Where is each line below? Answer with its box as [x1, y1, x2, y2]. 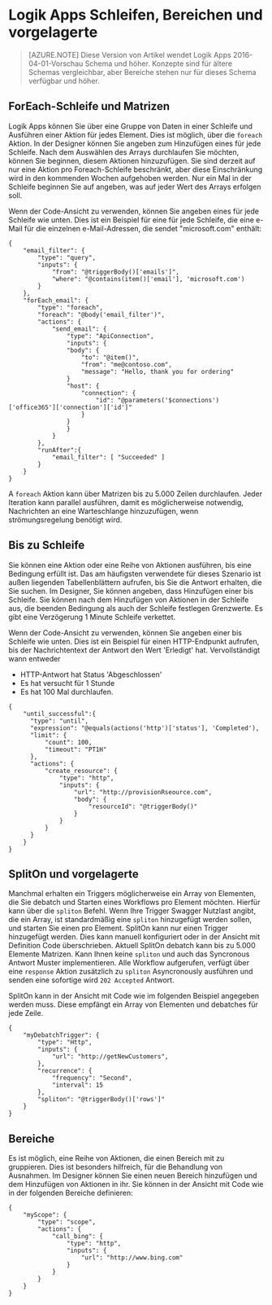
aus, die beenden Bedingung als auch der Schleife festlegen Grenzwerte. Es [8, 603, 264, 613]
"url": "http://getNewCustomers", [51, 1052, 169, 1061]
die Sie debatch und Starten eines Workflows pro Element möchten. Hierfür [8, 898, 261, 907]
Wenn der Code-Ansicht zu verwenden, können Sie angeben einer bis [8, 627, 242, 637]
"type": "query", [37, 253, 96, 261]
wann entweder [8, 653, 61, 663]
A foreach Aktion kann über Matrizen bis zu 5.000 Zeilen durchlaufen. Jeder [8, 489, 263, 499]
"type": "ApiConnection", [66, 332, 154, 340]
